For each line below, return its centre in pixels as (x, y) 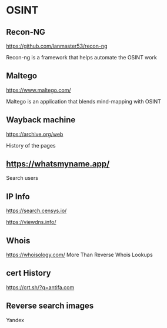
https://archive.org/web (35, 134)
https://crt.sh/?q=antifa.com (40, 287)
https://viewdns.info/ (31, 222)
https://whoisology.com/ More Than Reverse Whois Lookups (79, 255)
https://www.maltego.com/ (39, 90)
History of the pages (31, 145)
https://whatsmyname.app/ (58, 164)
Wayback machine (41, 120)
